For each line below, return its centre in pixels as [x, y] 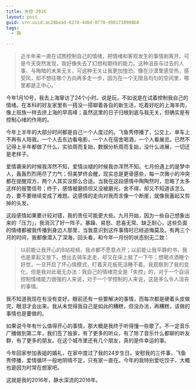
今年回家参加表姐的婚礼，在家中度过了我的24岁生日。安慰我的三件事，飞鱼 [96, 353]
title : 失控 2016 [26, 11]
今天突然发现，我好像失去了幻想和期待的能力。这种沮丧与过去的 [102, 63]
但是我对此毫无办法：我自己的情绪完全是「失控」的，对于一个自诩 [110, 272]
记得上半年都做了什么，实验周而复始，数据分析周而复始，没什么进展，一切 [95, 147]
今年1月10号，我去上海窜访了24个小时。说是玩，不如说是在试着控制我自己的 [97, 98]
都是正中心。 [41, 85]
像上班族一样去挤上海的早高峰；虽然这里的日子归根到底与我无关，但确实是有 [98, 112]
